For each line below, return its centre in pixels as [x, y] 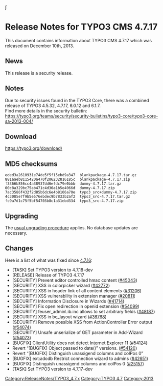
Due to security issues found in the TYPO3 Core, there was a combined [77, 100]
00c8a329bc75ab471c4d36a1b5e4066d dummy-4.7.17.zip [60, 188]
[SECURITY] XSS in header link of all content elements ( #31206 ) [77, 290]
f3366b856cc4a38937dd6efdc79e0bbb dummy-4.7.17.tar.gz [63, 184]
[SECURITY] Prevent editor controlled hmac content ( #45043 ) [75, 280]
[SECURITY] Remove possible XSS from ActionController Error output [82, 322]
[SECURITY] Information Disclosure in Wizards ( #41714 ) [68, 301]
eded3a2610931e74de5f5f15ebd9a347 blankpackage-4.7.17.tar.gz [71, 175]
